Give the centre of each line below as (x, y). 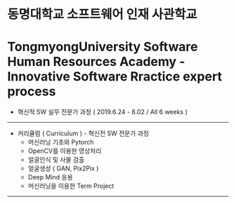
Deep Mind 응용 (51, 177)
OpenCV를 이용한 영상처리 (65, 151)
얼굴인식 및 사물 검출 (56, 160)
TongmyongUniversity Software (103, 47)
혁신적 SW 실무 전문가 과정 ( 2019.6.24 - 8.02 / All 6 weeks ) (103, 112)
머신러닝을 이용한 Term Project (71, 186)
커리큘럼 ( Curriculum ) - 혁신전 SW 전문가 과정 (83, 133)
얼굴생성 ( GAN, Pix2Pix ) (63, 168)
